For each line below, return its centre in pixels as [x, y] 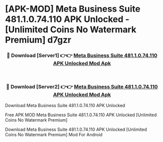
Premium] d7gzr [38, 40]
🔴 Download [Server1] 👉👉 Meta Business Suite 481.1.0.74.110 [82, 55]
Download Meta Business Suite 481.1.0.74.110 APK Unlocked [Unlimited [76, 129]
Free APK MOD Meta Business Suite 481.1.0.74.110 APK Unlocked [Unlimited [81, 115]
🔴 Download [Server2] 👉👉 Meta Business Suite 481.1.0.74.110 [82, 87]
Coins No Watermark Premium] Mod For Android [54, 134]
